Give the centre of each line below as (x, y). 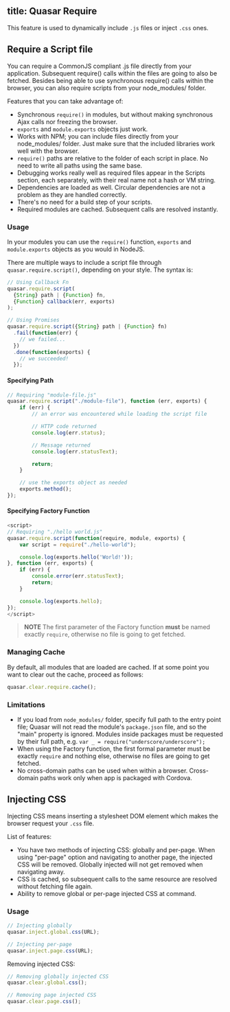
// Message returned (61, 445)
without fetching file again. (55, 886)
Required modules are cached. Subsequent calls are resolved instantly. (117, 209)
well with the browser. (48, 151)
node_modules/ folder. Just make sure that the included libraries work (116, 143)
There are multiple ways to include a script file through (84, 262)
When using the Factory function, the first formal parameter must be (114, 749)
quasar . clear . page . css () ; (44, 1002)
